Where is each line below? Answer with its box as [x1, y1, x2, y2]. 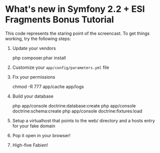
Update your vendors [12, 45, 56, 51]
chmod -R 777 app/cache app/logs [12, 83, 84, 90]
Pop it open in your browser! [12, 132, 71, 138]
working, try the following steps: [5, 36, 71, 42]
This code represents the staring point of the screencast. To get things [5, 30, 150, 36]
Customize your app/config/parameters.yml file [12, 64, 109, 70]
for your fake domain [12, 123, 56, 129]
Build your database [12, 93, 54, 99]
